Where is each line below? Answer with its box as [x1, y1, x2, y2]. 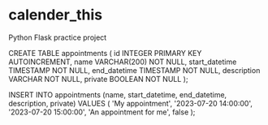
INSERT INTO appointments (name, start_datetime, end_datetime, [8, 89, 227, 99]
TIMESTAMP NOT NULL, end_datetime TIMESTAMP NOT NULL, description [8, 65, 261, 75]
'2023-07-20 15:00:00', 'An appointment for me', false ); [8, 107, 196, 117]
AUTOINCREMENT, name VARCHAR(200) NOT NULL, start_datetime [8, 57, 237, 67]
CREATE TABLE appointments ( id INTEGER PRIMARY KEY [8, 48, 202, 58]
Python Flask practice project [8, 32, 107, 42]
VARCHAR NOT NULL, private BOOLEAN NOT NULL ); [8, 74, 188, 84]
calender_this [8, 6, 103, 24]
